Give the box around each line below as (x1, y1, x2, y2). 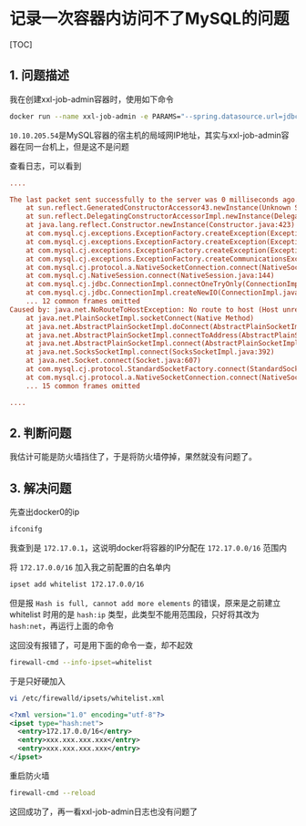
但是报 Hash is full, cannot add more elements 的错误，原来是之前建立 (9, 597, 280, 608)
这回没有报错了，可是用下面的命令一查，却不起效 (9, 639, 193, 650)
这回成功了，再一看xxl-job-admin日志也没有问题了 (9, 806, 199, 817)
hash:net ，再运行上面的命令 (9, 620, 115, 631)
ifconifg (9, 525, 43, 534)
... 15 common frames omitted (25, 381, 141, 390)
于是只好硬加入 (9, 676, 66, 687)
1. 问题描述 (9, 67, 70, 83)
